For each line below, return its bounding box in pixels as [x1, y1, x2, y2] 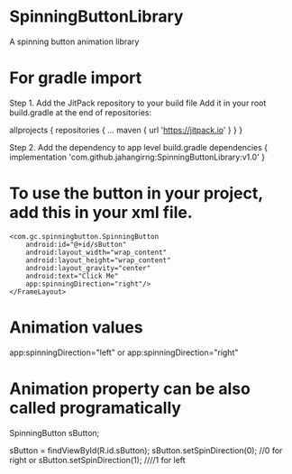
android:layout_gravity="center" [25, 263, 151, 272]
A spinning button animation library [9, 36, 140, 47]
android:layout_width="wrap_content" [25, 248, 168, 257]
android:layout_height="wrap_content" [25, 255, 171, 265]
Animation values [9, 317, 143, 337]
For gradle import [9, 68, 142, 88]
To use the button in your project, [9, 183, 263, 204]
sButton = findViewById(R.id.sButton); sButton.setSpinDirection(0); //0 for [9, 444, 283, 456]
